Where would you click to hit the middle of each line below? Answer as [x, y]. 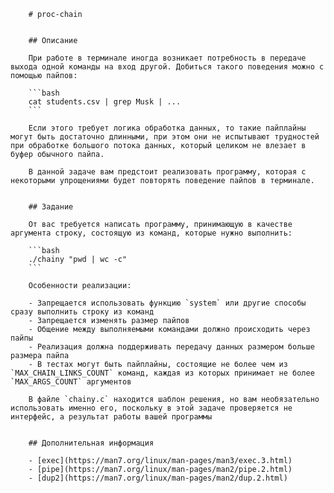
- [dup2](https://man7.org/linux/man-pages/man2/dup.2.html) [158, 478]
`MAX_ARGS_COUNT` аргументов [71, 382]
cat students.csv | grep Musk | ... [105, 102]
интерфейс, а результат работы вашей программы [111, 417]
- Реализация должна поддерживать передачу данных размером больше [171, 347]
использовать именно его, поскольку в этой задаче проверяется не [151, 408]
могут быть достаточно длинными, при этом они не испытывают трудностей [165, 137]
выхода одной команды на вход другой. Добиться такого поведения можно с [167, 67]
